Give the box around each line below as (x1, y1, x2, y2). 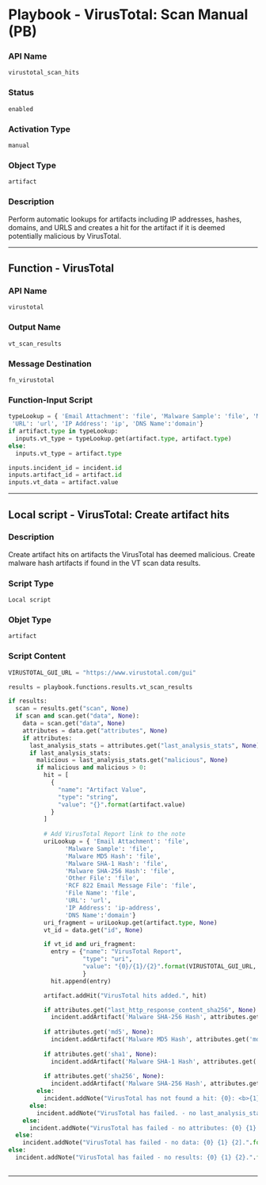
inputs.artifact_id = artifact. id (8, 471, 123, 479)
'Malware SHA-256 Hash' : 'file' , (64, 867, 176, 875)
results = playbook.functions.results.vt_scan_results (8, 683, 193, 691)
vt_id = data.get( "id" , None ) (43, 926, 144, 934)
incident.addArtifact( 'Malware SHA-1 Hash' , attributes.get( (50, 1057, 257, 1065)
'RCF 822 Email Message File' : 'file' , (64, 882, 196, 890)
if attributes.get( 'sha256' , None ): (43, 1072, 165, 1080)
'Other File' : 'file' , (64, 875, 140, 883)
